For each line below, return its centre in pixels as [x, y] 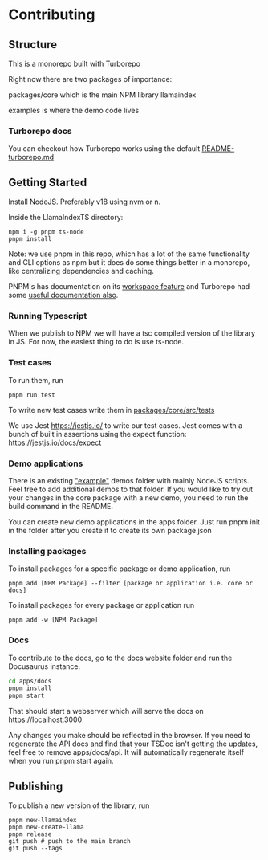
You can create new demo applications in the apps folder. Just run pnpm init [134, 522]
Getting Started [48, 182]
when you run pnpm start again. [61, 761]
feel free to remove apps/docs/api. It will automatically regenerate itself [126, 752]
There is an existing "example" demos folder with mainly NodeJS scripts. [129, 481]
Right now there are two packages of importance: [90, 79]
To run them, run [36, 380]
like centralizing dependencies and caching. [81, 271]
